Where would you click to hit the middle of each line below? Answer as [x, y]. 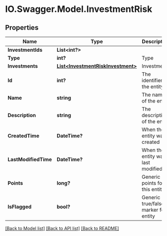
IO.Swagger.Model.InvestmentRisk [79, 9]
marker [150, 210]
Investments [23, 66]
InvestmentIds [25, 50]
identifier [152, 80]
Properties [22, 28]
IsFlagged [20, 207]
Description [22, 115]
